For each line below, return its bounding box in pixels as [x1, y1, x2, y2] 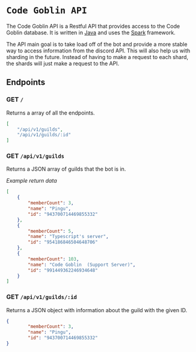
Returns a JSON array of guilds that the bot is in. [6, 165, 126, 173]
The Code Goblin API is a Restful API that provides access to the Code [6, 22, 180, 30]
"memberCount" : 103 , [28, 256, 79, 262]
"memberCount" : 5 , [28, 228, 74, 234]
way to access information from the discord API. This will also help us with [6, 47, 191, 54]
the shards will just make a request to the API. [6, 60, 120, 67]
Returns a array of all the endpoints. [6, 109, 95, 116]
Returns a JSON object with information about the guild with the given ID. [6, 306, 188, 313]
